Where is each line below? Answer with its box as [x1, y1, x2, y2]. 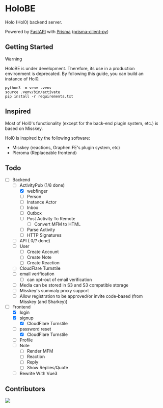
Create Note [27, 255, 52, 260]
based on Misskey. [5, 126, 43, 131]
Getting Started [5, 43, 54, 51]
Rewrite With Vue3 [19, 370, 57, 376]
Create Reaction [27, 260, 60, 266]
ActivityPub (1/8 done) [19, 182, 65, 188]
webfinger [27, 188, 48, 194]
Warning [5, 56, 22, 62]
